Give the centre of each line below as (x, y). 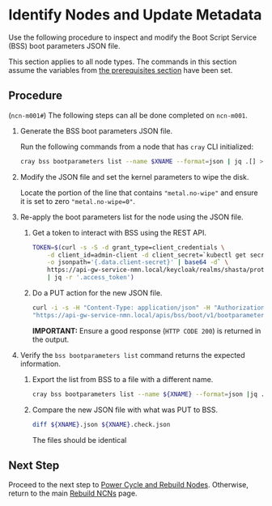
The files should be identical (79, 440)
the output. (51, 339)
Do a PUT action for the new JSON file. (97, 293)
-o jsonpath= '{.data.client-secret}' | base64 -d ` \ (138, 262)
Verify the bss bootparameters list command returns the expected (132, 355)
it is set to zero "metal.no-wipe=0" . (78, 201)
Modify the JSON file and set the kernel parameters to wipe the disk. (134, 176)
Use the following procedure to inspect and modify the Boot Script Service (133, 37)
